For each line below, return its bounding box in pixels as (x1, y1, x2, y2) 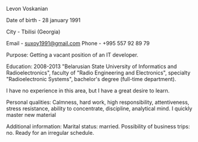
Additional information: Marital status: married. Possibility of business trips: (6, 123, 190, 130)
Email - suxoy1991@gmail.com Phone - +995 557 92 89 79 (6, 40, 150, 47)
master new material (6, 112, 56, 118)
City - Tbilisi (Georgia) (6, 28, 61, 35)
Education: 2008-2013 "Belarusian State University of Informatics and (6, 63, 177, 70)
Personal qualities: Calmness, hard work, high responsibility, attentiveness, (6, 98, 190, 106)
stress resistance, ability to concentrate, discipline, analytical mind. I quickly (6, 105, 193, 112)
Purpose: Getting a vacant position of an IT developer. (6, 51, 139, 58)
